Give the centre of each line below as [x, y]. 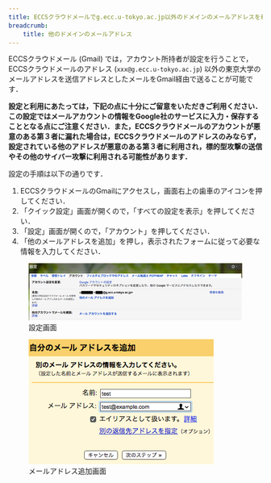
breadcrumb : [28, 25]
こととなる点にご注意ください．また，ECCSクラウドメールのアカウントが [131, 127]
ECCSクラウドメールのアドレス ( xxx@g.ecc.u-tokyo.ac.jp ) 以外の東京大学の [135, 69]
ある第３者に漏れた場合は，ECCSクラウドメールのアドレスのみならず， [141, 136]
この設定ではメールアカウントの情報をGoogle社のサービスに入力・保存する [134, 116]
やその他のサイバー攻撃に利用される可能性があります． [100, 156]
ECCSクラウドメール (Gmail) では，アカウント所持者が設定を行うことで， [131, 59]
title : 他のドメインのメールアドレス [78, 34]
